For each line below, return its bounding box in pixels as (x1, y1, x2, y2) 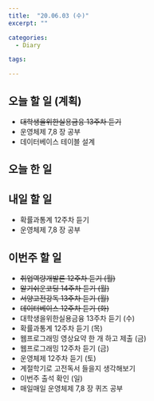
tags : (8, 55, 26, 64)
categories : (8, 34, 48, 42)
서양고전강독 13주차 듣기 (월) (19, 293, 109, 303)
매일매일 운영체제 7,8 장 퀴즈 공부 (19, 383, 124, 393)
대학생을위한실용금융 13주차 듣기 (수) (19, 313, 136, 323)
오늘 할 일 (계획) (8, 94, 82, 108)
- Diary (15, 41, 41, 49)
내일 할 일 (8, 192, 53, 206)
